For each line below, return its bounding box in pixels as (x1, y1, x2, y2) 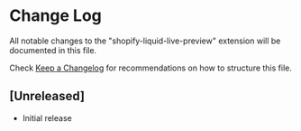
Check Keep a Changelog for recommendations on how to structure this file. (9, 62, 293, 73)
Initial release (22, 112, 72, 123)
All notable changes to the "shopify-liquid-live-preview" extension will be (9, 35, 281, 46)
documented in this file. (9, 44, 97, 55)
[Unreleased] (9, 89, 86, 104)
